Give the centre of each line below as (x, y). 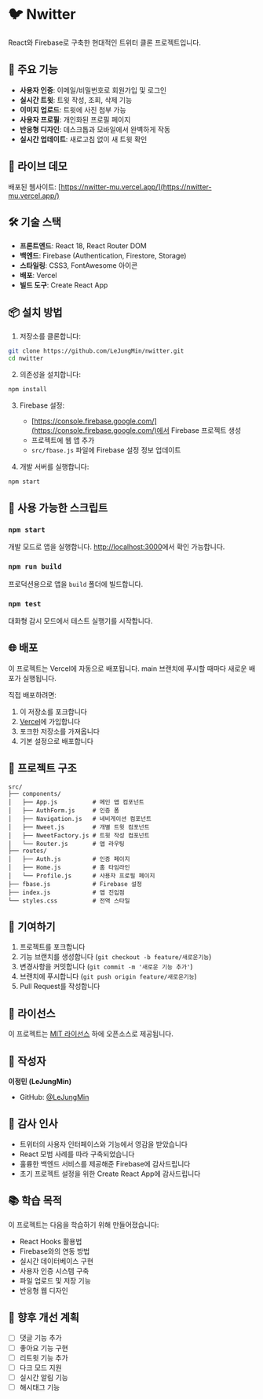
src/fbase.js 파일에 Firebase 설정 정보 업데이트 (106, 450)
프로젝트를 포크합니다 (52, 947)
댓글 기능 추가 (40, 1338)
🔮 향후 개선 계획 (44, 1318)
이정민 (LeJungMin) (40, 1082)
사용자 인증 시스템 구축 (54, 1271)
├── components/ (35, 793)
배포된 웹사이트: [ (35, 187)
